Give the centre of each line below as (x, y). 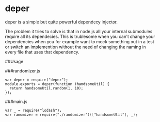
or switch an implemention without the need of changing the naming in (76, 47)
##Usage (14, 61)
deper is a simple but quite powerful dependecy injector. (61, 22)
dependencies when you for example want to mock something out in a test (80, 41)
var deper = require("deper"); (37, 80)
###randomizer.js (23, 70)
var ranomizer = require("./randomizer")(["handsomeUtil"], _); (71, 115)
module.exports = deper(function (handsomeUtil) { (57, 84)
